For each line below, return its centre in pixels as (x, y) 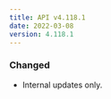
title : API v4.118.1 (48, 17)
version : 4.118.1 (42, 34)
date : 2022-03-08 (42, 26)
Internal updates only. (62, 85)
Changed (30, 65)
